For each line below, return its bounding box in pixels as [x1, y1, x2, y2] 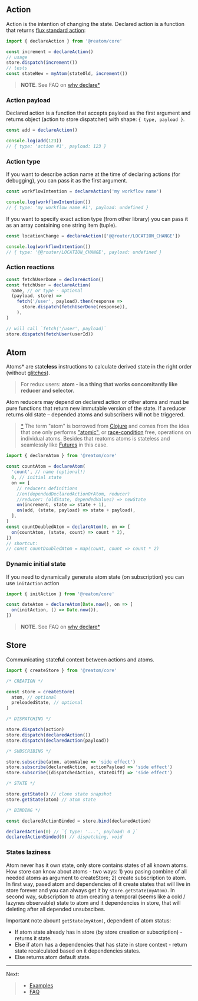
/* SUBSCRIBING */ [6, 748, 51, 754]
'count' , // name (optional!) [11, 469, 85, 475]
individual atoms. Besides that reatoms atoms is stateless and [20, 435, 170, 442]
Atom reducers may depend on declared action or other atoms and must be [6, 399, 190, 406]
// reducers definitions [16, 485, 78, 491]
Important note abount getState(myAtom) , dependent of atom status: [6, 917, 171, 924]
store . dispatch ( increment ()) [6, 60, 78, 66]
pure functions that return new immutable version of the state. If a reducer [6, 405, 187, 412]
